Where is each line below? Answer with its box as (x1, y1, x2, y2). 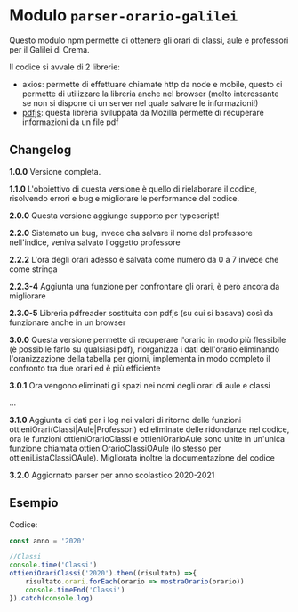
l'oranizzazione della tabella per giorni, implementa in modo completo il (9, 353, 270, 363)
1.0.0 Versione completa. (9, 166, 101, 176)
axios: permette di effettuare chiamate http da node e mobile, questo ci (21, 78, 283, 89)
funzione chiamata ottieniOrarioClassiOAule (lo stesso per (9, 443, 221, 453)
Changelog (9, 143, 72, 158)
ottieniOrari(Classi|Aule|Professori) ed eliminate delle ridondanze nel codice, (9, 424, 290, 435)
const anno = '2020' (9, 536, 86, 545)
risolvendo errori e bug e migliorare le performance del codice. (9, 192, 240, 203)
